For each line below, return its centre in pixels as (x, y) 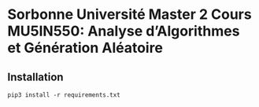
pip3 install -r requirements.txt (64, 95)
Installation (35, 77)
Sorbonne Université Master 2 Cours (130, 15)
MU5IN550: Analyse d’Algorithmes (124, 31)
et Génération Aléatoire (85, 48)
